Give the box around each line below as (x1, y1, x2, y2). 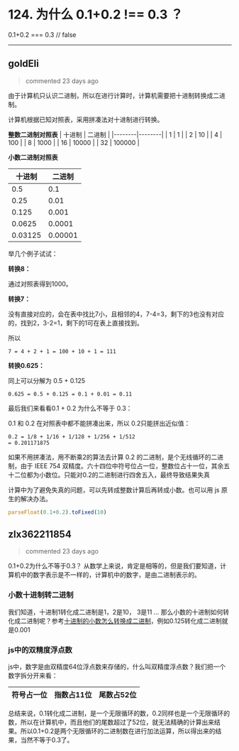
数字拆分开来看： (8, 671, 58, 680)
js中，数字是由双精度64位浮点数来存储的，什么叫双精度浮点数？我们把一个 (8, 662, 226, 671)
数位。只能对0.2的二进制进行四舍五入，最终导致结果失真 (45, 470, 211, 479)
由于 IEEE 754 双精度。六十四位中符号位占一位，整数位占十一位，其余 (20, 461, 224, 470)
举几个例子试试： (8, 249, 58, 258)
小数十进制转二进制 (8, 590, 74, 600)
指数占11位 (54, 690, 92, 700)
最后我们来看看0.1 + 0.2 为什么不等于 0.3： (8, 404, 133, 412)
